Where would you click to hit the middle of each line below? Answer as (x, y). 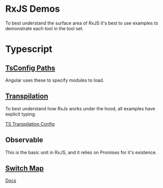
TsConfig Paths (30, 68)
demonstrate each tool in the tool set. (45, 28)
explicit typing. (21, 114)
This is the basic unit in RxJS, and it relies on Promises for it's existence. (81, 152)
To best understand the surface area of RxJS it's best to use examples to (82, 23)
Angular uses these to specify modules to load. (55, 80)
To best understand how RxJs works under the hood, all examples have (80, 108)
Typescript (29, 49)
